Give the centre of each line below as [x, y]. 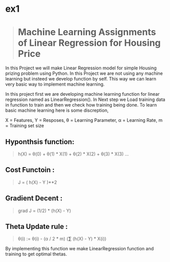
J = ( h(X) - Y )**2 [37, 182]
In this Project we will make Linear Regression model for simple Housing [81, 68]
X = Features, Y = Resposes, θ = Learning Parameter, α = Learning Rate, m [84, 120]
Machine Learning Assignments [87, 32]
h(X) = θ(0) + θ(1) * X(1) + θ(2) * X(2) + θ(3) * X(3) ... [73, 154]
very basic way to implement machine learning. [55, 84]
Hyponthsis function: [40, 141]
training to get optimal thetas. [36, 254]
